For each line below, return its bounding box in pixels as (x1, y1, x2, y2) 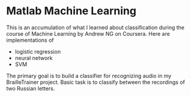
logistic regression (14, 48, 61, 55)
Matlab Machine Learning (6, 4, 137, 18)
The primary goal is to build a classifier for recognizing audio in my (6, 72, 172, 79)
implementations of (6, 36, 54, 43)
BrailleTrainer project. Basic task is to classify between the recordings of (6, 79, 185, 86)
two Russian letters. (6, 85, 55, 92)
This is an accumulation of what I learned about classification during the (6, 24, 185, 31)
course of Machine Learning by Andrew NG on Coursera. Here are (6, 30, 170, 37)
